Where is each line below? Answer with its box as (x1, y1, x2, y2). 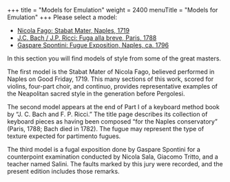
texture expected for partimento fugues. (7, 132, 121, 140)
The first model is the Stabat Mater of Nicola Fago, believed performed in (7, 68, 215, 76)
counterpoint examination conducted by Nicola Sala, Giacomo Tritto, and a (7, 152, 218, 161)
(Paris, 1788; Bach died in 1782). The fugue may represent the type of (7, 125, 205, 133)
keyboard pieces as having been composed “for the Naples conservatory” (7, 117, 218, 126)
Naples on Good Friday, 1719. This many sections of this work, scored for (7, 75, 214, 83)
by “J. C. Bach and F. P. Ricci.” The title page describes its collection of (7, 110, 208, 118)
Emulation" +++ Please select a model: (7, 13, 118, 21)
